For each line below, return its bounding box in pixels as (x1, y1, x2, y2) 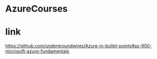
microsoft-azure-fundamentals (5, 48, 69, 54)
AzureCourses (5, 3, 68, 15)
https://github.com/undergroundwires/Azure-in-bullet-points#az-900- (5, 43, 152, 49)
